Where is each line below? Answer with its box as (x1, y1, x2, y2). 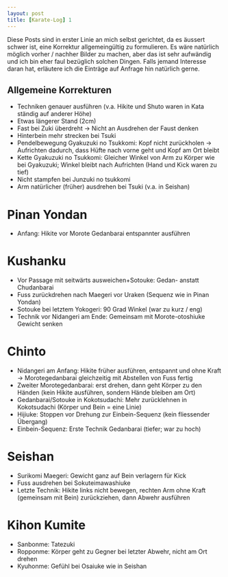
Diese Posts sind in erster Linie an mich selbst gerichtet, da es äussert (7, 35, 205, 43)
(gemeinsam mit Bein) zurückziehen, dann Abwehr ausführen (16, 493, 190, 502)
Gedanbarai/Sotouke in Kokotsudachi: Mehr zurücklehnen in (16, 396, 187, 404)
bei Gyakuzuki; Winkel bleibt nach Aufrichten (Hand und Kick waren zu (16, 161, 218, 169)
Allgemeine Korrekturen (7, 84, 112, 96)
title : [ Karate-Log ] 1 (7, 16, 72, 23)
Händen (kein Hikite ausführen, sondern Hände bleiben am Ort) (16, 388, 196, 397)
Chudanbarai (16, 283, 54, 292)
